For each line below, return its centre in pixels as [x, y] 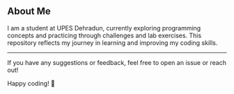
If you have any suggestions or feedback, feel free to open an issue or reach [117, 62]
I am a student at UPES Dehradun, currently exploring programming [104, 28]
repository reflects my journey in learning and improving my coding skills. [112, 43]
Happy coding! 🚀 [31, 83]
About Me [29, 11]
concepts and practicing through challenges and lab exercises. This [104, 35]
